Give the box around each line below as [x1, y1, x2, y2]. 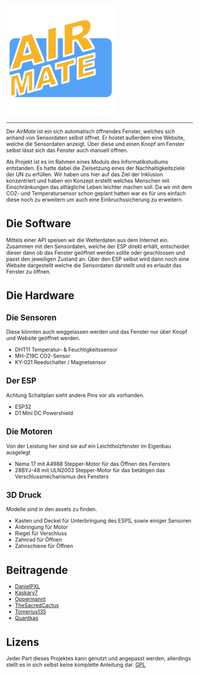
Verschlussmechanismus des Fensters [14, 473, 109, 480]
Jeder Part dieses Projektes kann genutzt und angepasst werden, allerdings [6, 655, 191, 662]
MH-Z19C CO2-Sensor [14, 352, 71, 359]
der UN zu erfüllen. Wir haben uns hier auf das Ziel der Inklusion [6, 171, 163, 178]
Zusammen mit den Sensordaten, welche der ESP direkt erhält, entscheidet [6, 242, 190, 250]
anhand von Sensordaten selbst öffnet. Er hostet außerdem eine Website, [6, 134, 185, 141]
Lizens [6, 635, 40, 648]
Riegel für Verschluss [14, 530, 67, 537]
